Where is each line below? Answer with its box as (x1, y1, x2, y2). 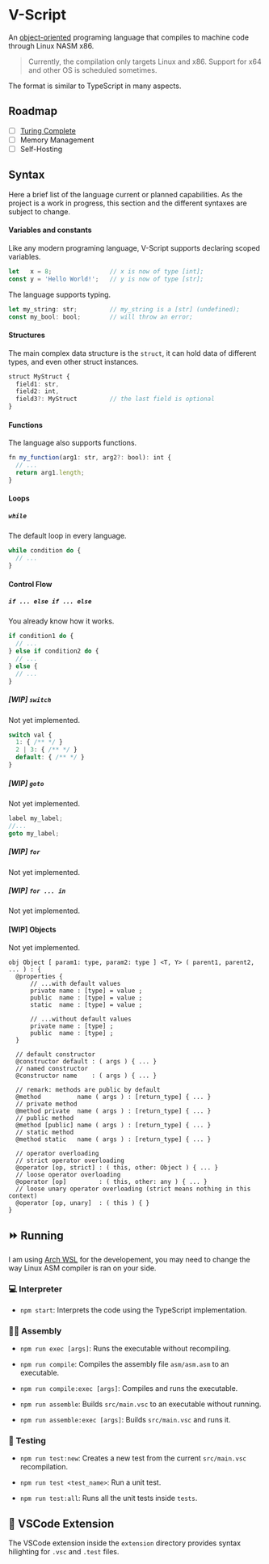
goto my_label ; (8, 829, 60, 838)
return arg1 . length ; (15, 468, 85, 476)
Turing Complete (19, 125, 77, 135)
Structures (8, 330, 46, 340)
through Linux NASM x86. (8, 40, 95, 50)
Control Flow (8, 579, 53, 589)
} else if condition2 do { (8, 647, 99, 656)
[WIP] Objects (8, 924, 57, 935)
